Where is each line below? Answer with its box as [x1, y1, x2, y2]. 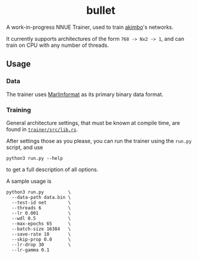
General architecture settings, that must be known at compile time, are [6, 119, 181, 126]
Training [6, 106, 31, 114]
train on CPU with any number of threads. [6, 41, 109, 49]
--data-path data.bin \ [11, 194, 71, 200]
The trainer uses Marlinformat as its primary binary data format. [6, 91, 164, 98]
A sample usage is [6, 177, 52, 184]
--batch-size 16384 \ [11, 226, 71, 232]
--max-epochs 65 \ [11, 221, 71, 227]
